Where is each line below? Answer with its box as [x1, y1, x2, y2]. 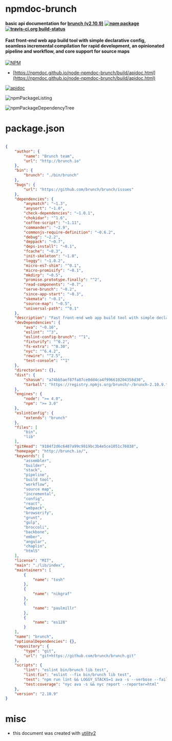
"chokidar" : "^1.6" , [24, 215, 68, 221]
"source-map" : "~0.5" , [24, 301, 72, 306]
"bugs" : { [14, 182, 36, 187]
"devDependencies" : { [14, 320, 60, 325]
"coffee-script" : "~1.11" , [24, 220, 81, 225]
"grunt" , [24, 515, 42, 520]
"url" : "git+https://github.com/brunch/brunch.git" [24, 653, 137, 658]
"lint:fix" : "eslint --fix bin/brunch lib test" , [24, 672, 132, 678]
